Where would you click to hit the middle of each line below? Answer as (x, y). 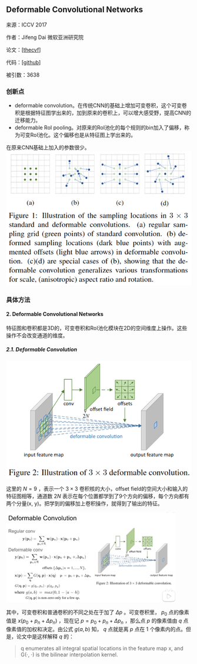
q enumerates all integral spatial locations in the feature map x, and (102, 648)
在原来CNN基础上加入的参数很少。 (48, 147)
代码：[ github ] (24, 62)
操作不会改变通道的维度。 (37, 336)
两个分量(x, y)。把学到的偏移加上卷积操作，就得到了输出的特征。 (84, 503)
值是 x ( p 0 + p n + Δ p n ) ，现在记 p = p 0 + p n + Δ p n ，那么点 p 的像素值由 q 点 (97, 622)
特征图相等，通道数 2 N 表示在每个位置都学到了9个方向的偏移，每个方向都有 (98, 496)
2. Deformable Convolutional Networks (55, 314)
